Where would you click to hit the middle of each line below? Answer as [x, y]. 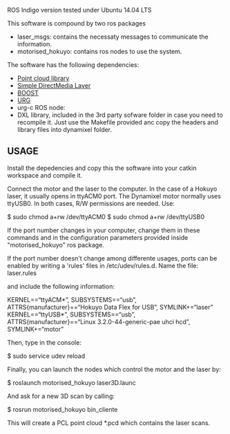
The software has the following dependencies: [73, 65]
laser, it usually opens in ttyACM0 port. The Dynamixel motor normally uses [114, 196]
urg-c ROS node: [41, 107]
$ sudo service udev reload [46, 356]
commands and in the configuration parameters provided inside [98, 237]
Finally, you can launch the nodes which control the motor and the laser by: [114, 369]
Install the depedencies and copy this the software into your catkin [102, 168]
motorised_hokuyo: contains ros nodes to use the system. [99, 51]
